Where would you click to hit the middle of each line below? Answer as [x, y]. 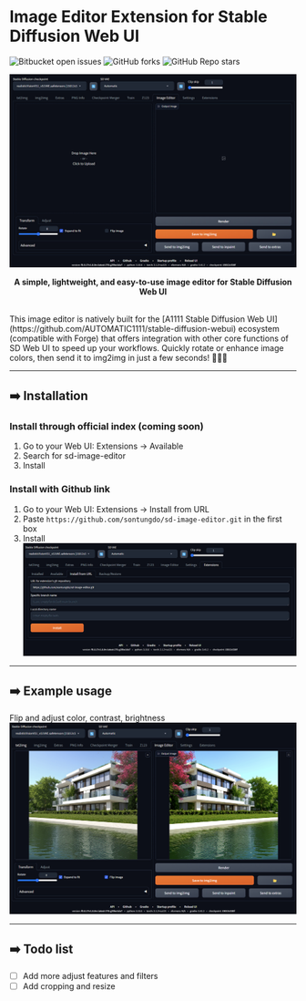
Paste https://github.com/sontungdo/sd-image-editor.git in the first [152, 519]
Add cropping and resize [69, 986]
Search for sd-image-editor [74, 456]
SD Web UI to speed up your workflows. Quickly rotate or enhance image [147, 347]
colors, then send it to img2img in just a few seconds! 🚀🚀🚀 [118, 357]
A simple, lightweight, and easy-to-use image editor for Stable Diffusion [153, 282]
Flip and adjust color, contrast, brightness [87, 717]
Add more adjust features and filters [90, 975]
